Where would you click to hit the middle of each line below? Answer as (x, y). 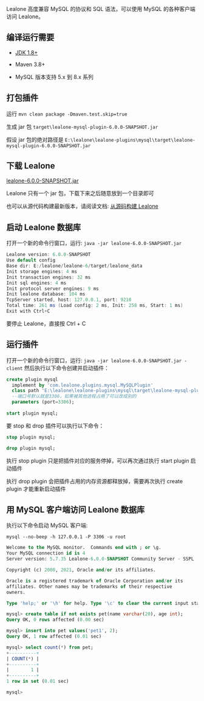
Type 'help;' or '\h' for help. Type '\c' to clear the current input (97, 603)
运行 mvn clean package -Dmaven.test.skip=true (67, 114)
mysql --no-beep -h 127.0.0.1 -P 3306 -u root (66, 537)
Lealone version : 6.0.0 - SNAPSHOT (49, 255)
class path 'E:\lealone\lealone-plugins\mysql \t (74, 391)
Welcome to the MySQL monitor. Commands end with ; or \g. (84, 548)
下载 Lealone (31, 166)
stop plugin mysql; (31, 437)
